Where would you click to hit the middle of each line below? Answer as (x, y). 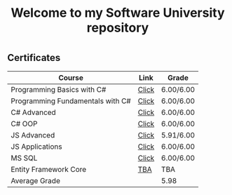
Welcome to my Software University (118, 13)
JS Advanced (33, 135)
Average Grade (36, 180)
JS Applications (36, 147)
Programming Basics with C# (59, 89)
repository (118, 28)
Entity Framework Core (49, 169)
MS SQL (24, 158)
